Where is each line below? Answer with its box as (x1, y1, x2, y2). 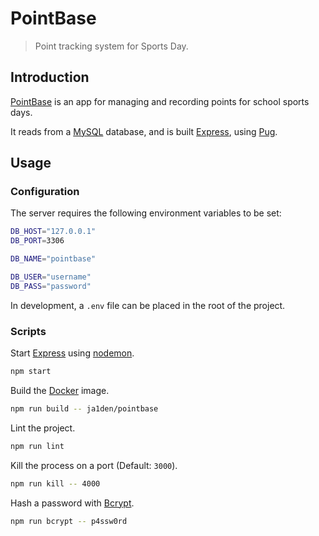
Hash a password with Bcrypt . (10, 497, 135, 509)
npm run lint (10, 441, 65, 451)
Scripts (10, 324, 47, 338)
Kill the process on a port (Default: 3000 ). (10, 459, 178, 471)
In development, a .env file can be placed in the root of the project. (10, 299, 286, 311)
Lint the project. (10, 422, 76, 434)
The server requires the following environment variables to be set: (10, 207, 282, 219)
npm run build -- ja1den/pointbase (10, 403, 159, 414)
